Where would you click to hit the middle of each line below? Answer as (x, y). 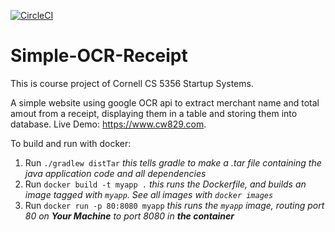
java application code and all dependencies (115, 173)
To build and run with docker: (71, 143)
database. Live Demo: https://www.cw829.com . (108, 124)
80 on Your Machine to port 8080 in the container (129, 216)
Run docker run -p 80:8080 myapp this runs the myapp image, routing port (174, 205)
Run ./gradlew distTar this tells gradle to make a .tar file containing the (173, 162)
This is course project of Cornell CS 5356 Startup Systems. (132, 83)
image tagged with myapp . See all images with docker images (149, 194)
